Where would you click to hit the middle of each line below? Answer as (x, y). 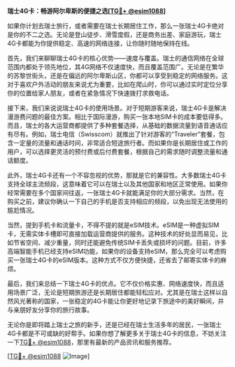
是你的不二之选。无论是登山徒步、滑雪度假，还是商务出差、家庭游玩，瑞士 (114, 35)
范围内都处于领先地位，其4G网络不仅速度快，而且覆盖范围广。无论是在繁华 (116, 67)
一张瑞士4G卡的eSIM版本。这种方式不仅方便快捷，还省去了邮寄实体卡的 (117, 260)
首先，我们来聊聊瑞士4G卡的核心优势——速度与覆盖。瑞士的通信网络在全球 (116, 58)
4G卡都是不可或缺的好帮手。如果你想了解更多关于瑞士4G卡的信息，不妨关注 (117, 333)
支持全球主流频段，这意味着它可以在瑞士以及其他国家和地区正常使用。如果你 (117, 184)
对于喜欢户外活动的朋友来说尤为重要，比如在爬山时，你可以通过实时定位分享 (117, 84)
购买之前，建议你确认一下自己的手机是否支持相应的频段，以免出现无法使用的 (117, 201)
